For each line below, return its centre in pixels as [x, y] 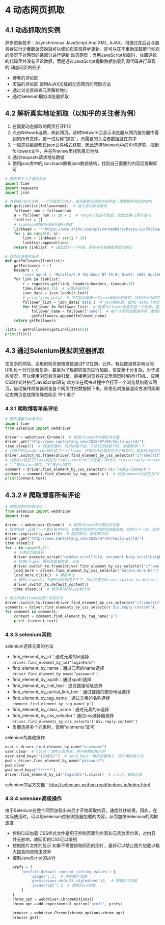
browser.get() [27, 917]
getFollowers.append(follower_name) [69, 316]
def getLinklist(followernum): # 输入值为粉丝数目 [56, 206]
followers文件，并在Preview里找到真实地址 [55, 151]
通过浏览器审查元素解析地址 [40, 90]
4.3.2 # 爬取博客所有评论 [43, 495]
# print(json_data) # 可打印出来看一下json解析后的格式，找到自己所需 [90, 298]
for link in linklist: [37, 280]
